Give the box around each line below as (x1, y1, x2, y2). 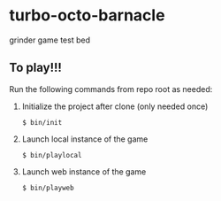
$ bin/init (21, 118, 63, 127)
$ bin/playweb (21, 183, 74, 192)
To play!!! (9, 60, 62, 75)
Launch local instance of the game (21, 134, 149, 144)
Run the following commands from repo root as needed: (9, 83, 213, 94)
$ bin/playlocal (21, 151, 82, 159)
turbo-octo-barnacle (9, 5, 165, 26)
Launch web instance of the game (21, 166, 147, 177)
